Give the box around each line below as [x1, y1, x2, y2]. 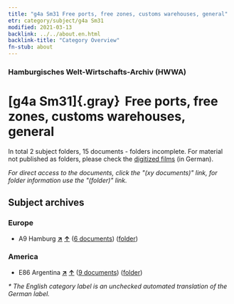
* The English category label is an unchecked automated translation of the [8, 282, 228, 290]
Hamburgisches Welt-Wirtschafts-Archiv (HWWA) [8, 67, 187, 77]
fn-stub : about [8, 43, 53, 51]
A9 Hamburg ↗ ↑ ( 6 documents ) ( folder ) [18, 234, 138, 243]
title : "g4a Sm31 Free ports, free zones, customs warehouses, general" [8, 10, 228, 18]
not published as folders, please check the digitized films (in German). [8, 154, 214, 163]
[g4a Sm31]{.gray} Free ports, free [8, 93, 218, 110]
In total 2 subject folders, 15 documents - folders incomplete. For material [8, 147, 223, 155]
